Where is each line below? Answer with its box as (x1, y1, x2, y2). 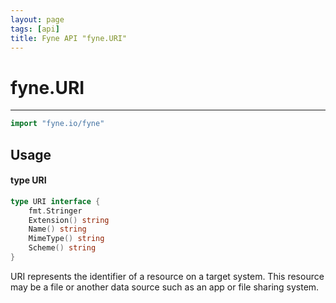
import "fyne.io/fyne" (10, 119, 105, 129)
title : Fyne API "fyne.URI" (10, 33, 128, 43)
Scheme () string (28, 243, 97, 253)
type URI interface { (10, 196, 101, 206)
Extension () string (28, 215, 110, 225)
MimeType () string (28, 234, 105, 244)
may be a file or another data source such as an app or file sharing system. (10, 281, 320, 293)
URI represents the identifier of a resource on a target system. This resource (10, 270, 325, 282)
